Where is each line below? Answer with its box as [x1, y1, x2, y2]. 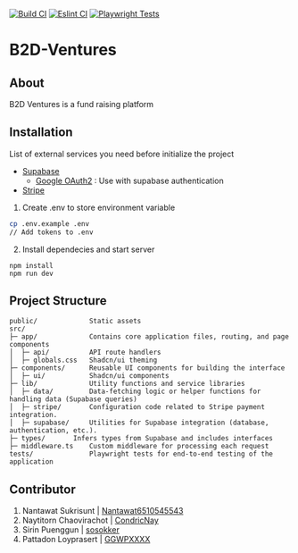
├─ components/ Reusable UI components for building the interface [9, 364, 286, 373]
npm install [9, 261, 54, 270]
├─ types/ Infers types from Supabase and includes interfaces [9, 434, 274, 443]
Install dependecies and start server [21, 244, 155, 255]
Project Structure [9, 293, 107, 308]
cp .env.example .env [9, 219, 90, 228]
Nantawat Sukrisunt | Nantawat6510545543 [21, 506, 184, 516]
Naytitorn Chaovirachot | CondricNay [21, 515, 159, 526]
